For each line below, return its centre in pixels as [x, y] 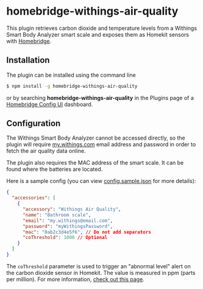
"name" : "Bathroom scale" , [57, 215]
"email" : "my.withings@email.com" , [68, 221]
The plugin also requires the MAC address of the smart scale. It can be [95, 163]
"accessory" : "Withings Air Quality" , [72, 209]
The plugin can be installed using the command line [71, 75]
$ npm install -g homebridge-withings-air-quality [72, 86]
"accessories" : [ [34, 198]
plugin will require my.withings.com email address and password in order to [101, 144]
